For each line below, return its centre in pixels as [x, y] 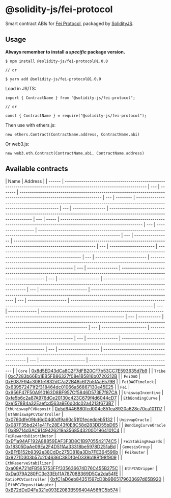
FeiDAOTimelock [138, 382]
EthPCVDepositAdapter [31, 485]
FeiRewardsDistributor [29, 436]
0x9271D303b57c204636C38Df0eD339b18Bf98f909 [61, 457]
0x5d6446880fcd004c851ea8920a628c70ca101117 [109, 408]
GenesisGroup [136, 447]
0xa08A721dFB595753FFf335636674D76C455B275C [62, 468]
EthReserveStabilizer [28, 463]
